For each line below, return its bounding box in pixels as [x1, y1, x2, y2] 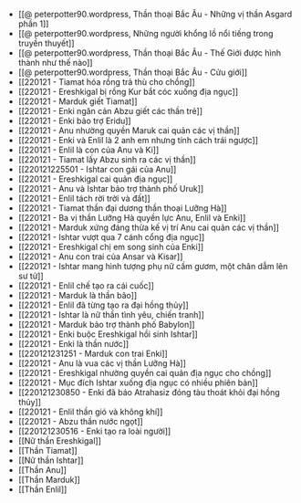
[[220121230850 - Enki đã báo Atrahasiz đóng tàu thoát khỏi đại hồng [17, 387, 280, 397]
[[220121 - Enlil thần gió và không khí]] [17, 406, 163, 417]
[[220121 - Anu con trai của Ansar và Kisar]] [17, 251, 183, 262]
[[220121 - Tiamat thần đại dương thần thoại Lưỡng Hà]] [17, 203, 227, 214]
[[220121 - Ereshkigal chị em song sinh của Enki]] [17, 242, 204, 252]
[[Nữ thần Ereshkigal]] [17, 435, 102, 446]
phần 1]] [17, 18, 49, 29]
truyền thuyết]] [17, 37, 75, 48]
